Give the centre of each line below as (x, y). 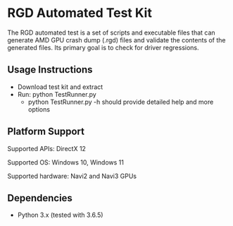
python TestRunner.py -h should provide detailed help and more (121, 102)
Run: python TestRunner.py (57, 94)
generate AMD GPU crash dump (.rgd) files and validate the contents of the (117, 40)
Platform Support (46, 132)
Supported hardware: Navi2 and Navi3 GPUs (72, 176)
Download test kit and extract (60, 87)
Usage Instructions (50, 70)
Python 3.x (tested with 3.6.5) (60, 215)
